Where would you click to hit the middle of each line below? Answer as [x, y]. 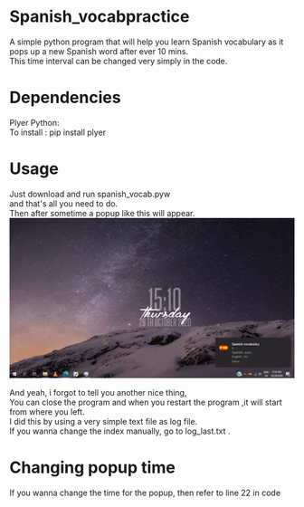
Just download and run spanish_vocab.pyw [90, 194]
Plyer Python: [34, 122]
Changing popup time [93, 467]
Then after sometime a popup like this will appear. [102, 213]
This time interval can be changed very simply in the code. [119, 61]
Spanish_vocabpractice [100, 17]
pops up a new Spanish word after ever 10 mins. [99, 51]
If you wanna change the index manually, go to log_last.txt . [120, 431]
